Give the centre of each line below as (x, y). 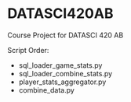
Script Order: (28, 50)
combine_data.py (47, 90)
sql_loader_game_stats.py (60, 65)
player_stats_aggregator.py (62, 82)
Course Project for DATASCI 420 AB (65, 35)
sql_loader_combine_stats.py (65, 73)
